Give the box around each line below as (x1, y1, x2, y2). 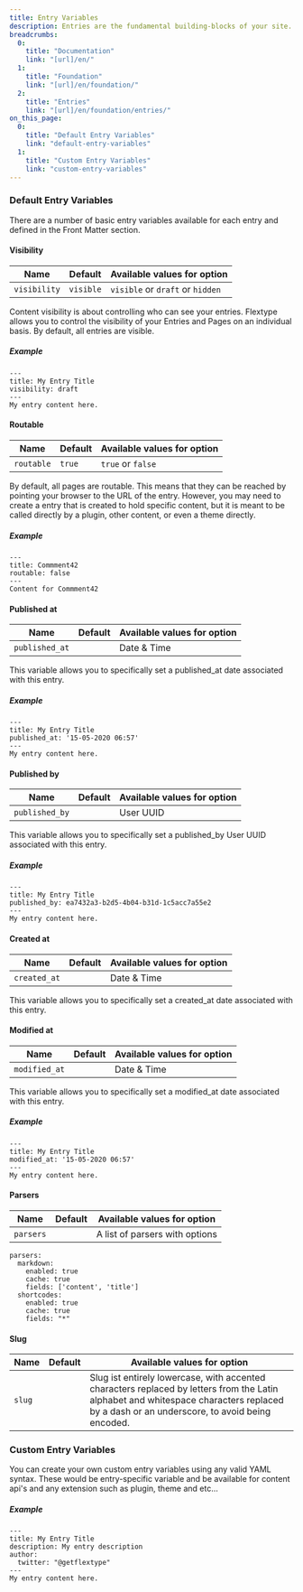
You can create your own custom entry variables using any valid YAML (9, 1464, 272, 1475)
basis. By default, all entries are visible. (9, 325, 155, 336)
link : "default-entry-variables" (25, 139, 151, 148)
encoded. (89, 1417, 131, 1429)
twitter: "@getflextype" (17, 1559, 111, 1568)
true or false (100, 458, 157, 470)
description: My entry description (9, 1542, 143, 1551)
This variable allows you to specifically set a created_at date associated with (9, 994, 293, 1005)
